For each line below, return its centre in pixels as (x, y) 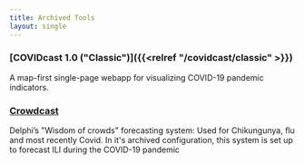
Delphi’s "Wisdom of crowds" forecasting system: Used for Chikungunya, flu (152, 130)
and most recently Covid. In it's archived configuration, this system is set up (151, 140)
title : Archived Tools (52, 18)
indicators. (29, 87)
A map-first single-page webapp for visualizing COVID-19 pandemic (137, 77)
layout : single (38, 26)
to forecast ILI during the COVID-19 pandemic (94, 150)
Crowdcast (34, 111)
